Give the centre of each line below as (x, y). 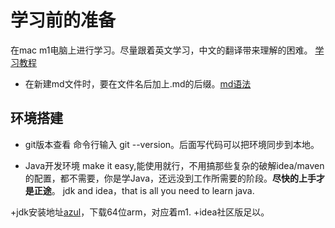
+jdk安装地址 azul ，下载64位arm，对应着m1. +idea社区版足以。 (140, 212)
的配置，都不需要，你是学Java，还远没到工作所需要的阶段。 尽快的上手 (170, 178)
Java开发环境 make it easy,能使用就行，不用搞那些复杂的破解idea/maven (174, 165)
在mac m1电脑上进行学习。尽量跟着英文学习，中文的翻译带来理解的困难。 (161, 50)
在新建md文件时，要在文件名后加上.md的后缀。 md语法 (138, 83)
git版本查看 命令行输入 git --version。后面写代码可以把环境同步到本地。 (172, 144)
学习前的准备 (63, 20)
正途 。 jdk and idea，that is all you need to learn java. (144, 190)
